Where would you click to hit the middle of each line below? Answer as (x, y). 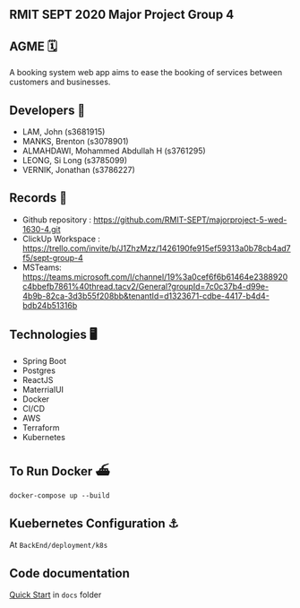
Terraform (41, 427)
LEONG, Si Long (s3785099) (75, 161)
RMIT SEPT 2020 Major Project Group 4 (122, 15)
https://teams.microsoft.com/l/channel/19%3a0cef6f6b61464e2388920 (155, 276)
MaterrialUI (43, 389)
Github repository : (57, 220)
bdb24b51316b (50, 305)
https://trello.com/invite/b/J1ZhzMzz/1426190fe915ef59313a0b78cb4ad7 (156, 248)
